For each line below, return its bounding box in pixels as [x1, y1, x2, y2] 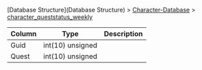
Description [103, 29, 143, 38]
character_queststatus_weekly [7, 13, 93, 21]
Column [10, 29, 37, 38]
